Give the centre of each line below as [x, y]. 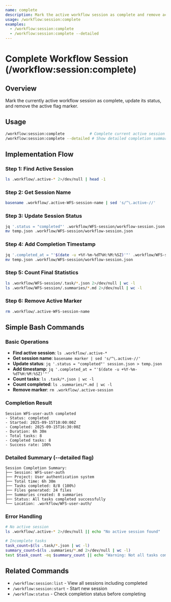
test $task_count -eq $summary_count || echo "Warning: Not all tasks [82, 555]
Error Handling [24, 516]
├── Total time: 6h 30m [31, 481]
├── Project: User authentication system [50, 477]
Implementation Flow [39, 154]
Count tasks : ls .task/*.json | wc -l [53, 379]
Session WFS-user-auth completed [41, 413]
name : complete [21, 10]
